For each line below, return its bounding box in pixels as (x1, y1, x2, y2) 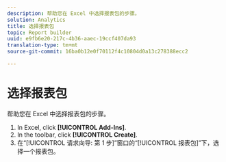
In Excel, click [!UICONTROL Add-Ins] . (16, 123, 127, 131)
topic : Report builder (7, 29, 72, 36)
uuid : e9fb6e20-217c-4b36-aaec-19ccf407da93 (7, 36, 136, 42)
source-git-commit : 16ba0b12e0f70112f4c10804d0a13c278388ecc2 (7, 49, 188, 55)
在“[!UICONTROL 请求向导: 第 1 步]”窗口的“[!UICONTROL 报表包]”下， (16, 138, 214, 147)
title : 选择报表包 (7, 23, 55, 29)
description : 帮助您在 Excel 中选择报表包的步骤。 (7, 10, 140, 17)
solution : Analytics (7, 16, 66, 23)
